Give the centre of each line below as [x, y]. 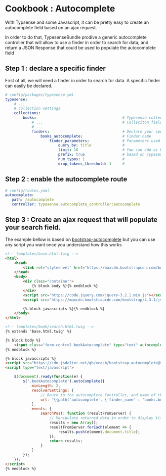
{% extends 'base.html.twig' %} [38, 332]
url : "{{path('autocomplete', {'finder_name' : [90, 400]
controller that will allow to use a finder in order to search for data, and [77, 42]
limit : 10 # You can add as [108, 150]
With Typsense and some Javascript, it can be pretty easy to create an [77, 22]
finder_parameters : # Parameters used [105, 141]
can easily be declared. [29, 86]
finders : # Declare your [92, 132]
